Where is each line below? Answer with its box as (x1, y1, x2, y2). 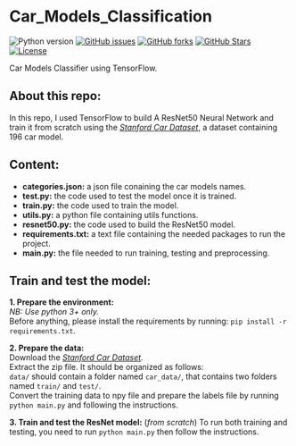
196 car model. (9, 131, 64, 142)
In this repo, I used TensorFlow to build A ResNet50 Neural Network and (9, 112, 275, 122)
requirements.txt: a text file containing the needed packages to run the (21, 228, 286, 239)
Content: (9, 157, 60, 173)
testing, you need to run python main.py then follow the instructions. (9, 426, 259, 437)
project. (21, 238, 51, 248)
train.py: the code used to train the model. (21, 199, 179, 211)
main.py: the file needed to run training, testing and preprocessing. (21, 248, 270, 258)
